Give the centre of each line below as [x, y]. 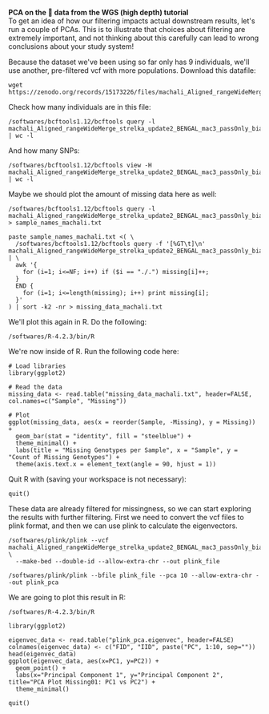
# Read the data [35, 387]
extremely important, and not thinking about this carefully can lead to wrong [134, 38]
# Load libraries [37, 366]
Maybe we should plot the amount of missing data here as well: [112, 194]
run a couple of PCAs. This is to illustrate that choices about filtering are [127, 29]
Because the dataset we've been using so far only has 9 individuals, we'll [129, 62]
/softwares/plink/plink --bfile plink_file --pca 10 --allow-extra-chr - [134, 575]
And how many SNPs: [44, 151]
